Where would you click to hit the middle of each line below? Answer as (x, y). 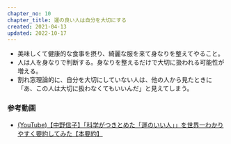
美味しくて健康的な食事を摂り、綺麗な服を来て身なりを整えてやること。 (121, 54)
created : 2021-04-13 (37, 26)
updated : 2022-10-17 (37, 33)
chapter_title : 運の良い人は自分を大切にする (67, 20)
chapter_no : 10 (29, 14)
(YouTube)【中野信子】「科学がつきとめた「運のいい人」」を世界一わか (117, 125)
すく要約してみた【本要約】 (63, 134)
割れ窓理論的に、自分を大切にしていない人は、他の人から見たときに (114, 80)
